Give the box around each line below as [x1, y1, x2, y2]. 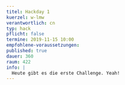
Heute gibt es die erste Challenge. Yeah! [11, 70, 120, 76]
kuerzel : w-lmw [6, 14, 45, 20]
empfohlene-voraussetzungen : [6, 42, 80, 48]
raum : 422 [6, 59, 31, 65]
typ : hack [6, 25, 31, 32]
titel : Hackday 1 [6, 8, 50, 15]
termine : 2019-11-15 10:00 [6, 37, 74, 42]
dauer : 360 [6, 53, 34, 59]
